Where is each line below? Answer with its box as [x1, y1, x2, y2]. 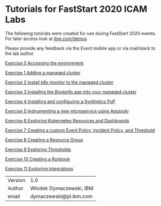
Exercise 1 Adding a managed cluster [5, 69, 81, 75]
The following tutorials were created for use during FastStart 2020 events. [5, 30, 157, 36]
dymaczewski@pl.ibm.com [30, 193, 93, 200]
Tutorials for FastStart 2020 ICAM [5, 3, 148, 15]
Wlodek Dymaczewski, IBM [30, 185, 94, 192]
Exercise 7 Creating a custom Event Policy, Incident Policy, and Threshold [5, 127, 155, 133]
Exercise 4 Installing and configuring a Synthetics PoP [5, 98, 115, 104]
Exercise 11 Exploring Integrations [5, 165, 73, 171]
